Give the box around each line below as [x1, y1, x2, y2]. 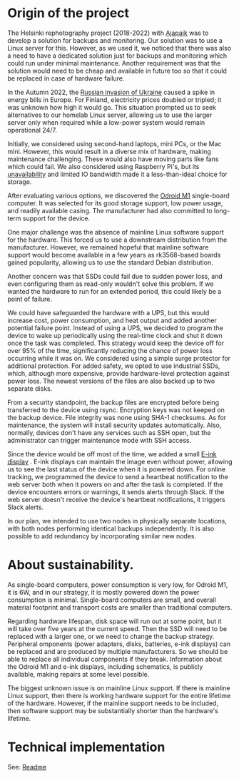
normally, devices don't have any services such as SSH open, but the [7, 428, 211, 436]
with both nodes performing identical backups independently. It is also [7, 524, 215, 533]
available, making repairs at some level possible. [7, 670, 150, 678]
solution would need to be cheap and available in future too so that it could [7, 66, 227, 75]
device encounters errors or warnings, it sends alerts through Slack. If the [7, 487, 225, 496]
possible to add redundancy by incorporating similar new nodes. [7, 531, 197, 540]
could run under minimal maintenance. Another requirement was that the [7, 58, 221, 67]
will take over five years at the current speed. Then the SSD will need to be [7, 624, 228, 633]
